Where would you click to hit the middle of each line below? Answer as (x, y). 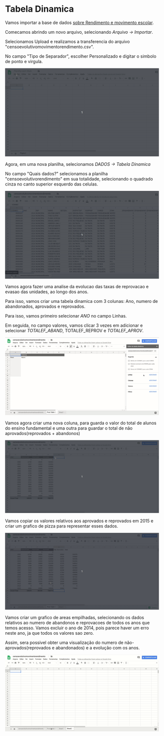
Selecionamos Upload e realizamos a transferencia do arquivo (68, 41)
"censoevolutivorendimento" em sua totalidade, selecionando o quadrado (79, 179)
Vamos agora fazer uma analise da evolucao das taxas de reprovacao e (77, 287)
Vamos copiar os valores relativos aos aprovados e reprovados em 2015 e (79, 521)
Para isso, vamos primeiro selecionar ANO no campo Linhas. (66, 316)
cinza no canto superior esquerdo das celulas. (52, 184)
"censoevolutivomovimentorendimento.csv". (50, 46)
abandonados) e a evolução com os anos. (98, 648)
